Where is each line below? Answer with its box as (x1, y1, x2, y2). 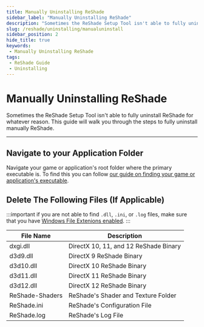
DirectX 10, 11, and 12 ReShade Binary (68, 241, 181, 250)
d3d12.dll (9, 281, 38, 289)
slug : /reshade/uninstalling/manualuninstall (6, 26, 123, 32)
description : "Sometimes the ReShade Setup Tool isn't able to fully (6, 20, 186, 26)
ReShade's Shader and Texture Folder (68, 291, 177, 300)
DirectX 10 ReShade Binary (68, 261, 147, 270)
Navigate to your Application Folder (6, 148, 144, 158)
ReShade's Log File (68, 311, 123, 319)
